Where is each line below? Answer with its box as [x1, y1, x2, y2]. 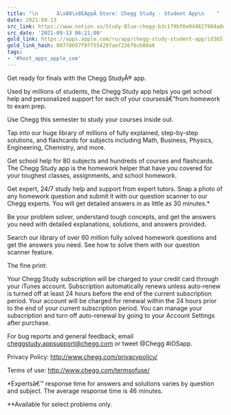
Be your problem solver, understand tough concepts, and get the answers [7, 212, 217, 221]
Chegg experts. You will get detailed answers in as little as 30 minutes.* [7, 199, 210, 207]
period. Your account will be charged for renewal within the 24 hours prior [7, 296, 217, 305]
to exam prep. [7, 101, 47, 110]
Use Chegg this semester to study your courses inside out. [7, 115, 174, 123]
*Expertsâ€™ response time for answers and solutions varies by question [7, 379, 214, 387]
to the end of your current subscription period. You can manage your [7, 304, 203, 312]
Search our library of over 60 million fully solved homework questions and [7, 233, 217, 241]
